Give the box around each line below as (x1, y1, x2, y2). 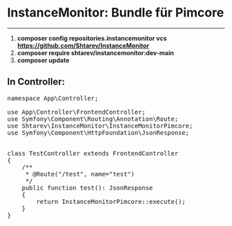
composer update (17, 56, 70, 64)
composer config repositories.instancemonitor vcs (17, 34, 167, 42)
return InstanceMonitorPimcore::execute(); (36, 198, 186, 205)
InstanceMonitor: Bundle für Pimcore (7, 5, 224, 21)
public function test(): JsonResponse (21, 184, 153, 192)
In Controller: (7, 76, 66, 88)
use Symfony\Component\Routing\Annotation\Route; (7, 115, 179, 123)
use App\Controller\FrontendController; (7, 108, 146, 116)
